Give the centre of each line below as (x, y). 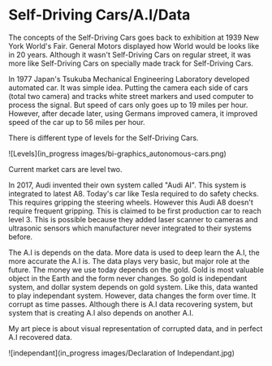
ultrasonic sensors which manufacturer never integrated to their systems (130, 228)
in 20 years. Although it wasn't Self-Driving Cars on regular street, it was (130, 54)
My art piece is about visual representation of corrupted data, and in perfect (136, 328)
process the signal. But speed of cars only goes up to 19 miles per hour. (128, 105)
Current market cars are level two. (66, 169)
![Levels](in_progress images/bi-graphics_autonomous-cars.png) (118, 153)
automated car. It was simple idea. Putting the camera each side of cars (128, 88)
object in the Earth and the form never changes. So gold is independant (128, 278)
